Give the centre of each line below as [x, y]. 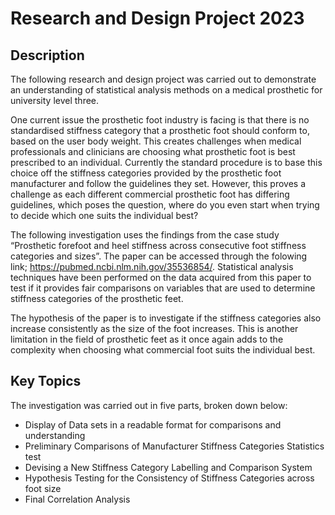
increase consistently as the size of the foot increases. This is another [154, 328]
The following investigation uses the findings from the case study [145, 235]
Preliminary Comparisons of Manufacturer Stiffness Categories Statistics [174, 446]
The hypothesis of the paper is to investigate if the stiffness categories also [166, 318]
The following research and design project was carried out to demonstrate [163, 79]
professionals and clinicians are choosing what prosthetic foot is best [153, 151]
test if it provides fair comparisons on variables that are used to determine [163, 288]
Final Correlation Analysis [77, 499]
